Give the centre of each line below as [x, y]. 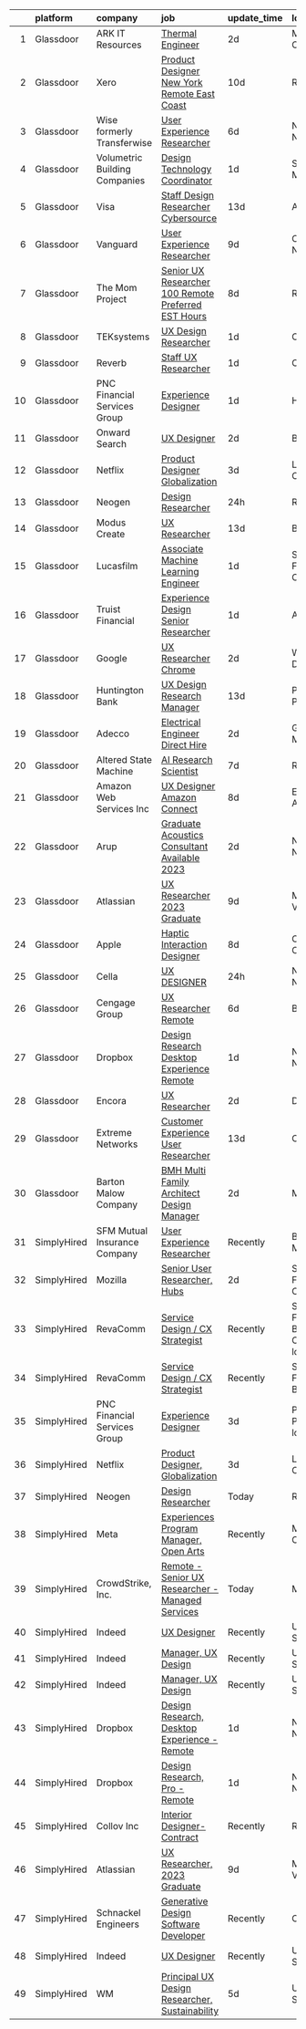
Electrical [181, 722]
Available [180, 858]
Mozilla [112, 1280]
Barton [111, 1182]
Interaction [184, 945]
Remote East [188, 94]
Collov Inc [117, 1826]
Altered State [124, 760]
